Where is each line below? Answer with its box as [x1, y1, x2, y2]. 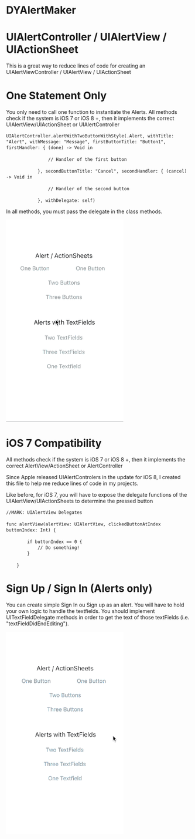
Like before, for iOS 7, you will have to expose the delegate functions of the [6, 491, 187, 498]
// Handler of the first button [47, 157, 127, 163]
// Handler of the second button [47, 186, 130, 192]
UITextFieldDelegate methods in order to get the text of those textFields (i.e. [6, 614, 190, 621]
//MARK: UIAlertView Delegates [6, 510, 83, 515]
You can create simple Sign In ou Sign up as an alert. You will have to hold [6, 601, 184, 608]
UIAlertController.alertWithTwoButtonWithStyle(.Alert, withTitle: [6, 133, 175, 139]
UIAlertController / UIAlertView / [6, 31, 167, 44]
